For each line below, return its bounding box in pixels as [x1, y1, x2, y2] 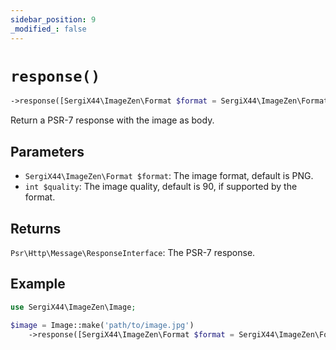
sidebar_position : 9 [10, 14, 97, 25]
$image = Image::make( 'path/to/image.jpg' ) [10, 320, 195, 330]
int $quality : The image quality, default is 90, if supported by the [24, 181, 298, 193]
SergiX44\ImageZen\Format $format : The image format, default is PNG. [24, 170, 314, 182]
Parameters [10, 143, 85, 160]
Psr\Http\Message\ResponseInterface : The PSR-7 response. [10, 246, 256, 258]
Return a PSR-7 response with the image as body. [10, 114, 215, 126]
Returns [10, 220, 62, 237]
